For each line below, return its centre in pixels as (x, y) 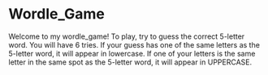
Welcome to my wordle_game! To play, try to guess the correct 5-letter (127, 36)
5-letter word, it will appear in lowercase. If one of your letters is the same (132, 53)
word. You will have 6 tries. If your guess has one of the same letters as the (134, 44)
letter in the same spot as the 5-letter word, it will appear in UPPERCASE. (130, 62)
